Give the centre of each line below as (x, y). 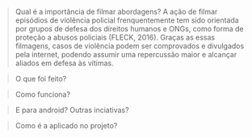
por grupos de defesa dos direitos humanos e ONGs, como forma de (129, 29)
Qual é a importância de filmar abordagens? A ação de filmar (116, 12)
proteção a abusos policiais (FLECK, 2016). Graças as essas (115, 37)
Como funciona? (42, 94)
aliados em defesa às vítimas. (64, 63)
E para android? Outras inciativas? (72, 110)
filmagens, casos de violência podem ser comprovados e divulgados (130, 46)
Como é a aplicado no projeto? (66, 125)
